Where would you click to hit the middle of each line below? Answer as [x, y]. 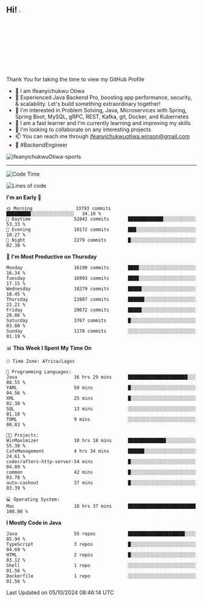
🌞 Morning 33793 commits [59, 208]
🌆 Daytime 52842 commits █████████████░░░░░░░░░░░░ [101, 219]
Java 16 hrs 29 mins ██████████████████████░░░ [101, 377]
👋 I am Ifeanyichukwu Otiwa [50, 91]
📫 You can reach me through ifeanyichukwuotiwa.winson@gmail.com [102, 136]
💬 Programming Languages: [39, 372]
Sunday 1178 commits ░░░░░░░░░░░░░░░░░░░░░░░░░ [101, 331]
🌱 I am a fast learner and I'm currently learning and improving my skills [103, 123]
